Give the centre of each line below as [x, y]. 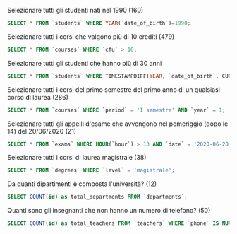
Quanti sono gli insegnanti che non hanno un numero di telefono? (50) [109, 211]
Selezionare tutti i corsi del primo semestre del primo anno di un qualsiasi [114, 89]
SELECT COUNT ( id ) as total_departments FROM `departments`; [98, 197]
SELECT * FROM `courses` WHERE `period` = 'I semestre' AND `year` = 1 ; [116, 110]
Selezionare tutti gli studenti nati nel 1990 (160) [75, 10]
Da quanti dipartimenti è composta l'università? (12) [82, 184]
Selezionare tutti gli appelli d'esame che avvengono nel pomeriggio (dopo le [118, 124]
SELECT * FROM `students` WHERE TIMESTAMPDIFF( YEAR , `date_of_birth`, [113, 76]
